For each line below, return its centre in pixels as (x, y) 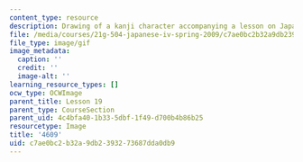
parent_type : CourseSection (62, 110)
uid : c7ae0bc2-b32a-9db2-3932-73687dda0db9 (92, 143)
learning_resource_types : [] (64, 85)
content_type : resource (54, 18)
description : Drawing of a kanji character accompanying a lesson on (143, 26)
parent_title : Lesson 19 (56, 101)
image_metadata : (40, 51)
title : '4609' (36, 135)
